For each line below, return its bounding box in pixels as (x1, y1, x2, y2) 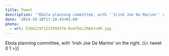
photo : (5, 21, 19, 27)
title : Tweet (5, 7, 33, 13)
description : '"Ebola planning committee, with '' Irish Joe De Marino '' (5, 12, 161, 17)
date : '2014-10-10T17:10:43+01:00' (5, 17, 80, 22)
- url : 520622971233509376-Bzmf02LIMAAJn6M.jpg (10, 26, 112, 31)
